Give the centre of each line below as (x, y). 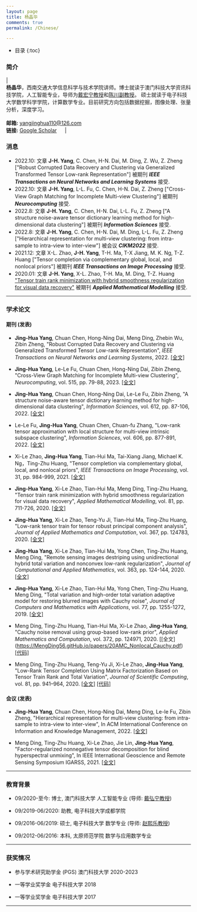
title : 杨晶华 (22, 17)
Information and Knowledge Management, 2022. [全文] (81, 731)
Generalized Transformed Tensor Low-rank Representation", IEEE (94, 350)
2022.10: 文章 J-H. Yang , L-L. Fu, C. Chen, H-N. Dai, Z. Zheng (89, 189)
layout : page (22, 11)
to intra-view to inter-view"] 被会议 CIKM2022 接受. (96, 245)
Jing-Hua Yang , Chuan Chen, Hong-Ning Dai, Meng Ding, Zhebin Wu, (99, 337)
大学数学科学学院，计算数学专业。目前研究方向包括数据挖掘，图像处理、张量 (98, 102)
